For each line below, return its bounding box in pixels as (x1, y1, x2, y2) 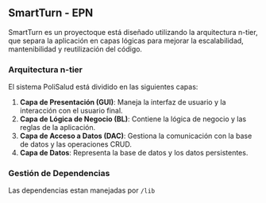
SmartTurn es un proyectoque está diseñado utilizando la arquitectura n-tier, (8, 27, 258, 36)
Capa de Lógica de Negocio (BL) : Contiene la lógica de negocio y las (19, 114, 247, 124)
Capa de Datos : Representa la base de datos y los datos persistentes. (19, 148, 249, 158)
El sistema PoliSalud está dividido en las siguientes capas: (8, 82, 199, 92)
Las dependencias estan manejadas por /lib (8, 186, 156, 195)
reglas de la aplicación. (19, 123, 96, 132)
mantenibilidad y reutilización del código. (8, 44, 143, 54)
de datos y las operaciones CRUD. (19, 140, 133, 149)
